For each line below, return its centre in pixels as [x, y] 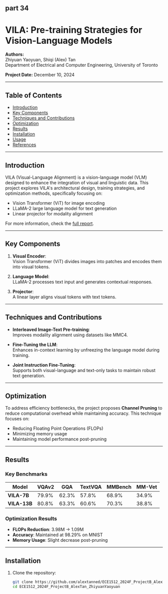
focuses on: [17, 419]
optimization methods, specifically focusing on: [54, 193]
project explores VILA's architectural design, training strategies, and [75, 188]
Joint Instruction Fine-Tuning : [44, 365]
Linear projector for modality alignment [53, 213]
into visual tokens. [31, 267]
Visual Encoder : [29, 256]
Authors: [14, 54]
